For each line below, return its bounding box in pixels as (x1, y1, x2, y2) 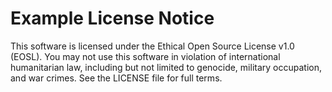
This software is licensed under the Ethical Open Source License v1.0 (10, 40, 295, 52)
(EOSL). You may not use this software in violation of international (10, 50, 281, 62)
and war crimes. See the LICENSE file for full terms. (10, 72, 223, 84)
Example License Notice (10, 7, 215, 30)
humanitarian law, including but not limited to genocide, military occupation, (10, 61, 322, 73)
